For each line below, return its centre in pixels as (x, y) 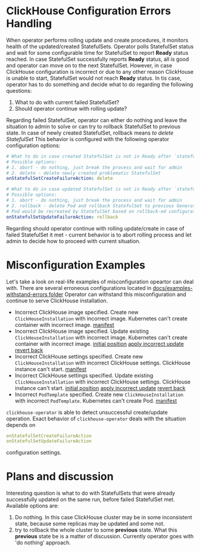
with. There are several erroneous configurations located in (79, 288)
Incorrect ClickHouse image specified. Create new (76, 312)
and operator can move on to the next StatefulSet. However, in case (89, 65)
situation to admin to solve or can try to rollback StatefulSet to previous (93, 126)
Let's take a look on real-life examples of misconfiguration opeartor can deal (100, 282)
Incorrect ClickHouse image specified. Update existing (82, 331)
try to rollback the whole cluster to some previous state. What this (96, 530)
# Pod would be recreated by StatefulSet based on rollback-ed (86, 211)
